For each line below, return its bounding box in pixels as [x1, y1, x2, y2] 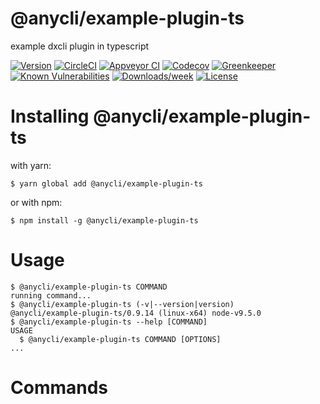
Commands [10, 377, 109, 399]
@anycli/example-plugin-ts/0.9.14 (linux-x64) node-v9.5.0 [10, 308, 262, 318]
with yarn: [10, 159, 52, 171]
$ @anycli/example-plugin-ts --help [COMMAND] [10, 317, 208, 327]
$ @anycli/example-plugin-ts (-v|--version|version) [10, 299, 235, 309]
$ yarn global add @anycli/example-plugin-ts [10, 178, 203, 189]
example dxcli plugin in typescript [10, 40, 150, 52]
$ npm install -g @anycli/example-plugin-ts [10, 215, 199, 226]
